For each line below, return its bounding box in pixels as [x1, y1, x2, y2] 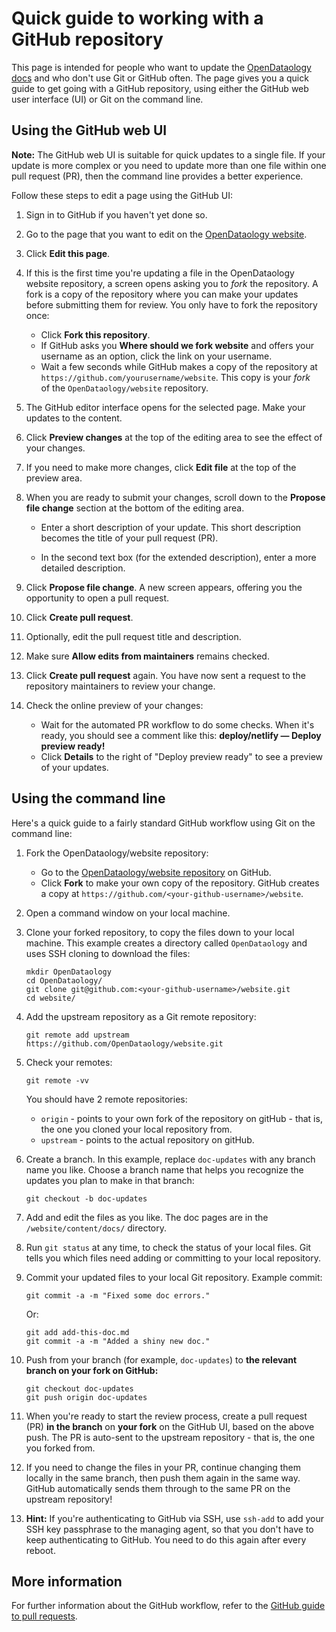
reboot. [25, 1544, 56, 1556]
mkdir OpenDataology [25, 967, 112, 977]
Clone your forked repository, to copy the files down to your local [25, 926, 295, 938]
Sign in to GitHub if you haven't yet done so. [25, 208, 208, 221]
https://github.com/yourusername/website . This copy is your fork [40, 371, 311, 383]
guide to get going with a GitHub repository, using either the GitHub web [11, 82, 309, 94]
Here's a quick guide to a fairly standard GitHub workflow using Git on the [11, 817, 316, 829]
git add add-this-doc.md [25, 1327, 130, 1337]
